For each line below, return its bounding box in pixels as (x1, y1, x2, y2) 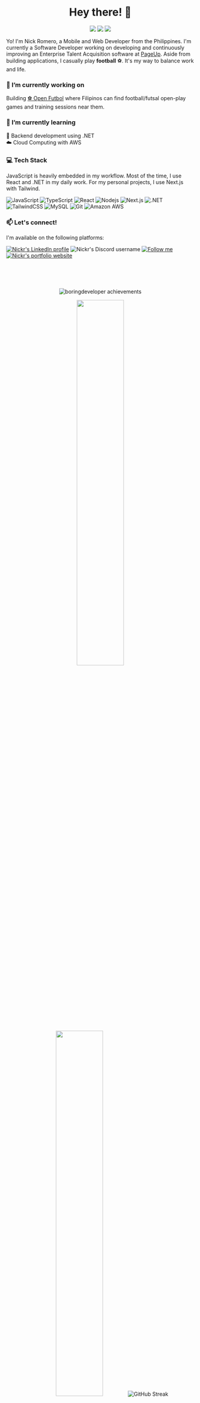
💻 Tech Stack (6, 156, 48, 164)
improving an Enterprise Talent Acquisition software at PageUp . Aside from (6, 50, 191, 58)
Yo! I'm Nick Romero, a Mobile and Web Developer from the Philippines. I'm (6, 37, 192, 44)
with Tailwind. (6, 185, 41, 192)
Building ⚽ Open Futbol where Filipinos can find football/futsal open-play (6, 95, 186, 102)
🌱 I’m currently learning (6, 118, 76, 127)
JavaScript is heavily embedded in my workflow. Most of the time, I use (6, 172, 182, 179)
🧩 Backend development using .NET (6, 132, 95, 139)
